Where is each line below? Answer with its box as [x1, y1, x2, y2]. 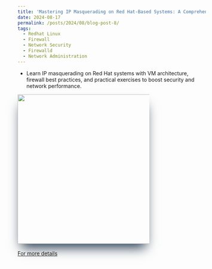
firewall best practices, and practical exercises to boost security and [26, 76, 195, 83]
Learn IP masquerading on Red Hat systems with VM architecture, [26, 69, 189, 77]
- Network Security [23, 42, 72, 48]
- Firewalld [23, 48, 53, 54]
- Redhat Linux [23, 31, 61, 37]
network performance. [26, 82, 82, 90]
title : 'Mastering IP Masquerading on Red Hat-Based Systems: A [17, 8, 181, 15]
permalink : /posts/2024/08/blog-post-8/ [17, 20, 120, 26]
